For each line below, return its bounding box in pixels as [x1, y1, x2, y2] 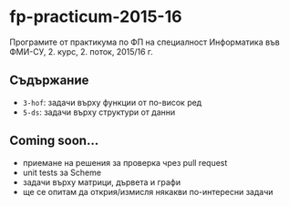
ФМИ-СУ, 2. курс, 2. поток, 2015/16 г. [9, 46, 153, 57]
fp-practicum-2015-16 [9, 6, 182, 27]
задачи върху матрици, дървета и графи [22, 176, 181, 188]
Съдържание [9, 73, 89, 88]
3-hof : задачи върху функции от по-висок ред [22, 97, 202, 108]
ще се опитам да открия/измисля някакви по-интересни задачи [22, 186, 274, 197]
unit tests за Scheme [22, 167, 102, 178]
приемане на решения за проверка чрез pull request [22, 157, 228, 168]
